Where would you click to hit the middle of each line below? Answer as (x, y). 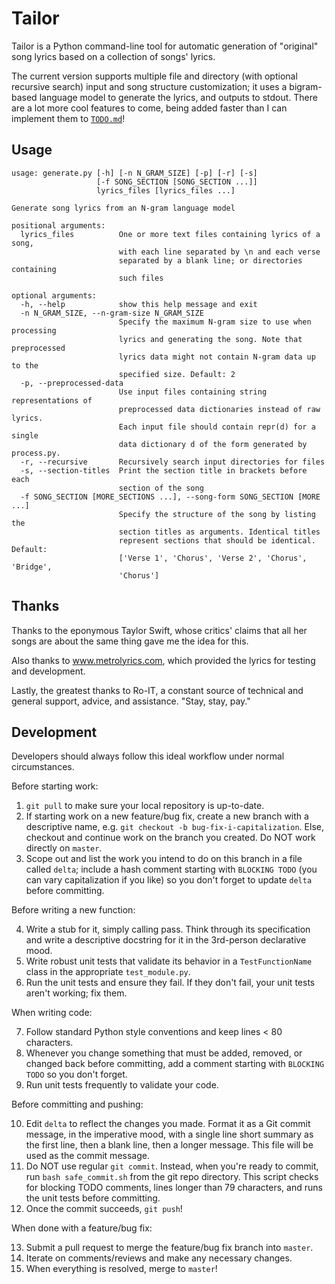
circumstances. (43, 767)
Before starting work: (55, 786)
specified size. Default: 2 (177, 374)
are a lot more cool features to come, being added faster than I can (149, 108)
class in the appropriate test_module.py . (108, 972)
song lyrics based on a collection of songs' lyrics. (113, 56)
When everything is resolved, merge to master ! (121, 1269)
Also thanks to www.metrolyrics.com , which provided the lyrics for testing (163, 660)
